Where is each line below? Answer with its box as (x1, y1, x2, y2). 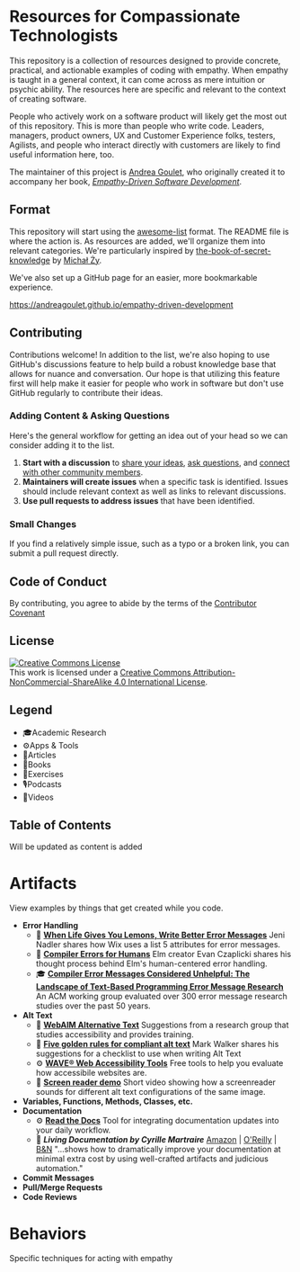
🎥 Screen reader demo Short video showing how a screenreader (35, 1077, 277, 1088)
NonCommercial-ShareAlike (9, 676, 112, 687)
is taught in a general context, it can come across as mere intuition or (9, 74, 266, 85)
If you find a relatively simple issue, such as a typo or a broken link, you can (9, 538, 290, 550)
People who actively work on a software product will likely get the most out (9, 111, 287, 121)
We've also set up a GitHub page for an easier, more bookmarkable (9, 272, 258, 282)
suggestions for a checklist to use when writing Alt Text (35, 1048, 242, 1059)
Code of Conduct (9, 574, 108, 589)
